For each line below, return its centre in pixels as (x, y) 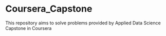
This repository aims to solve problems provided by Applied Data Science (83, 23)
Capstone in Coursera (29, 28)
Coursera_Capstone (49, 9)
